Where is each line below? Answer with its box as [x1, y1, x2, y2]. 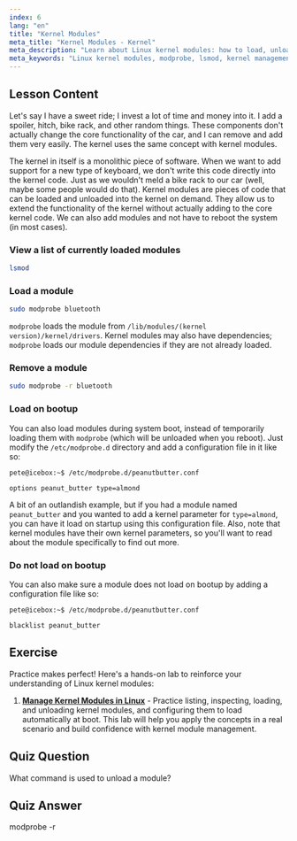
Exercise [9, 645, 58, 660]
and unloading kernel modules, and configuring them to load [21, 705, 243, 715]
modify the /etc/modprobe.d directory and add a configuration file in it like [9, 442, 278, 452]
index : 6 [9, 12, 42, 22]
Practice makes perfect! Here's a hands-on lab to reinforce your [9, 668, 242, 679]
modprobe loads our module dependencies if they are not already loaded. [9, 340, 272, 351]
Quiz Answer [9, 798, 82, 813]
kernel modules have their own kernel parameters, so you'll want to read [9, 528, 272, 538]
